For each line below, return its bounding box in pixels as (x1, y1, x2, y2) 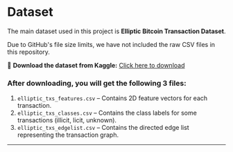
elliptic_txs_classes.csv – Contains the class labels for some (17, 108, 198, 117)
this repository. (7, 48, 51, 56)
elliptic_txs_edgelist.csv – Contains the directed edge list (17, 124, 189, 132)
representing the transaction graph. (17, 131, 119, 139)
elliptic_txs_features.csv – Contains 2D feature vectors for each (17, 94, 208, 102)
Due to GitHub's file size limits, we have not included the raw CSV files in (7, 40, 216, 48)
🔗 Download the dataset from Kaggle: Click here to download (7, 61, 185, 69)
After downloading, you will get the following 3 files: (7, 78, 187, 88)
